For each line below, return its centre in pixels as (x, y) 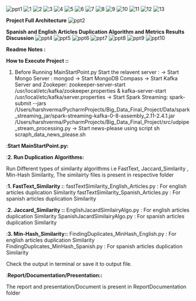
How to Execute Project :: (38, 61)
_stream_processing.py (43, 128)
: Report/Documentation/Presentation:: (54, 275)
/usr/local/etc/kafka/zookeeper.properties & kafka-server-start (90, 91)
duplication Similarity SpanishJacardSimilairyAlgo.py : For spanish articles (95, 216)
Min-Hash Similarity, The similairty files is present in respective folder (90, 175)
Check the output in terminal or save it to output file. (69, 264)
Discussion (20, 38)
